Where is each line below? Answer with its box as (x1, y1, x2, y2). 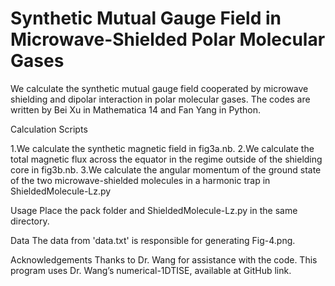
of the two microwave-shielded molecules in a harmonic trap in (10, 174, 271, 186)
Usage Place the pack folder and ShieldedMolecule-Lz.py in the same (10, 204, 298, 216)
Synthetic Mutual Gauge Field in (10, 7, 282, 30)
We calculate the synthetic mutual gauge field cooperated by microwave (10, 82, 309, 94)
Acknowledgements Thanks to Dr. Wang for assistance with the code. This (10, 253, 318, 266)
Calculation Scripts (10, 123, 88, 135)
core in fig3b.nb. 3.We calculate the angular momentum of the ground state (10, 163, 322, 176)
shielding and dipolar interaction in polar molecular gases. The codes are (10, 93, 311, 105)
